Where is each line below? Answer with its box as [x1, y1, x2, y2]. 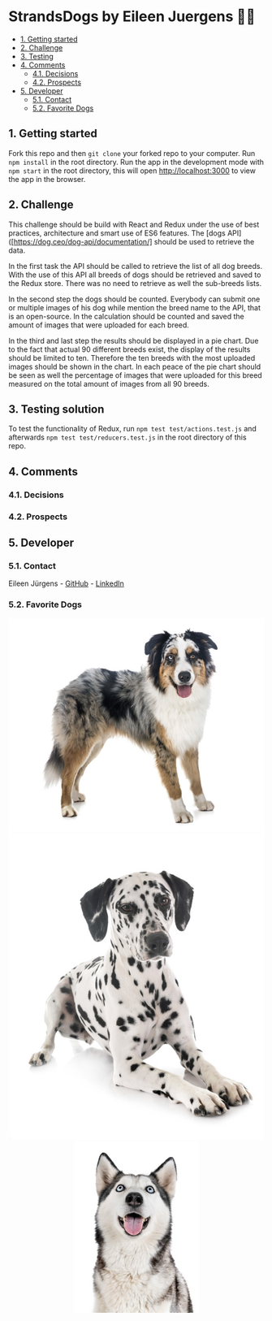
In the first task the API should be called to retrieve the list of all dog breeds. [8, 261, 262, 271]
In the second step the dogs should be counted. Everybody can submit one [8, 294, 261, 304]
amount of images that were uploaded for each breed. [8, 320, 189, 330]
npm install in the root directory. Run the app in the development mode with [8, 157, 265, 167]
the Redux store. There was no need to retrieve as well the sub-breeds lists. [8, 278, 262, 288]
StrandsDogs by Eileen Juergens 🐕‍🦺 [8, 7, 256, 26]
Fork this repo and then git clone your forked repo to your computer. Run [8, 148, 256, 158]
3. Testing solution [8, 402, 105, 416]
